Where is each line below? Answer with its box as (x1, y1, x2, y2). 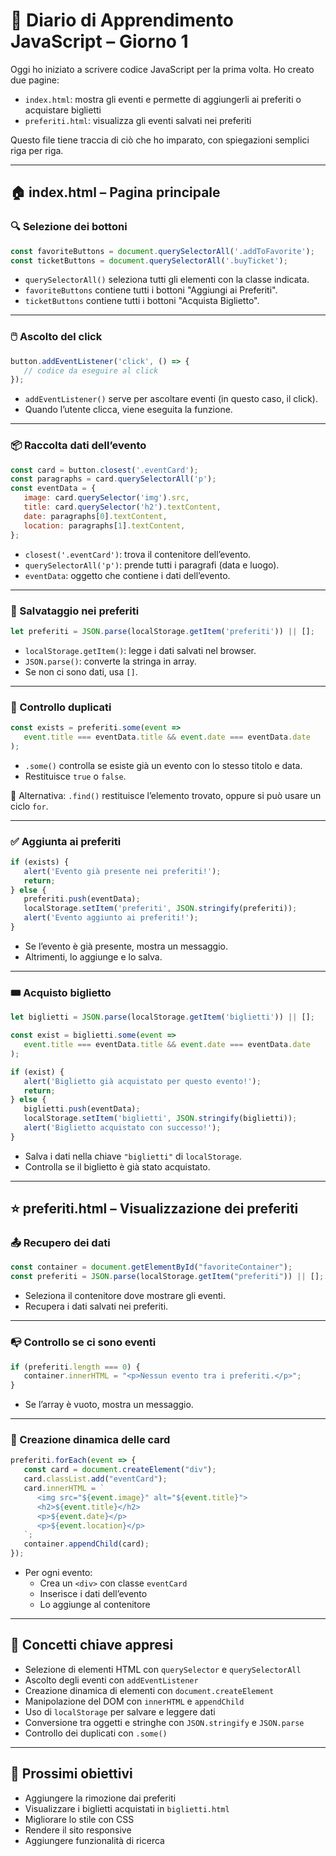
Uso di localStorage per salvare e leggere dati (24, 1705, 216, 1718)
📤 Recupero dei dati (10, 1236, 111, 1250)
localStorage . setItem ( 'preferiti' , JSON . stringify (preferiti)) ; (23, 904, 298, 914)
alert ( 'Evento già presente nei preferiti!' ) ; (23, 866, 222, 876)
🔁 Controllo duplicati (10, 700, 112, 714)
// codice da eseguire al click (23, 365, 159, 376)
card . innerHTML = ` (23, 1484, 105, 1494)
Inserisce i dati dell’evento (39, 1588, 148, 1600)
